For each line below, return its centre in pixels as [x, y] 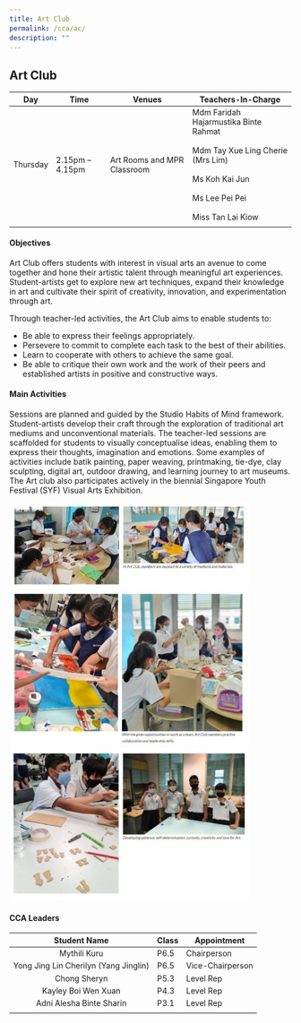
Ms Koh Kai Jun [221, 178]
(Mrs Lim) [210, 159]
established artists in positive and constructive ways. [120, 374]
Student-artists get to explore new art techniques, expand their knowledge [147, 281]
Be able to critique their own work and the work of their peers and [144, 364]
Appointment [219, 940]
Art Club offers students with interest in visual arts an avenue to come [138, 262]
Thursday [31, 165]
